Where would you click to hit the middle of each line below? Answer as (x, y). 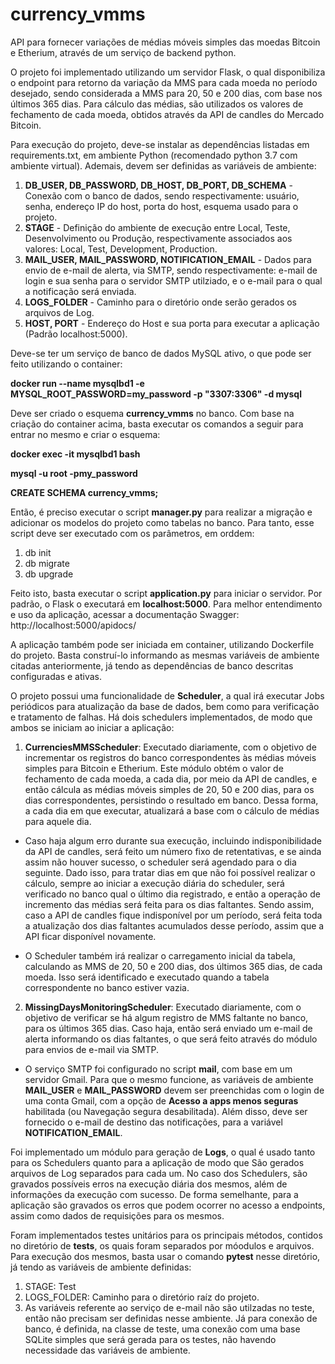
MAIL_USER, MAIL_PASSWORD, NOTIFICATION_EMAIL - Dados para (168, 259)
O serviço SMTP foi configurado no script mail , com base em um (158, 1069)
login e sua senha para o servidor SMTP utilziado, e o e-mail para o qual (173, 280)
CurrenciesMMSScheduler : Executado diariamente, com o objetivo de (170, 747)
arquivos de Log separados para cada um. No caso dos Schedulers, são (159, 1173)
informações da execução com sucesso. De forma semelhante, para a (154, 1194)
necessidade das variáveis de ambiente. (107, 1350)
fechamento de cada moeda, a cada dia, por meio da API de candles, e (171, 779)
